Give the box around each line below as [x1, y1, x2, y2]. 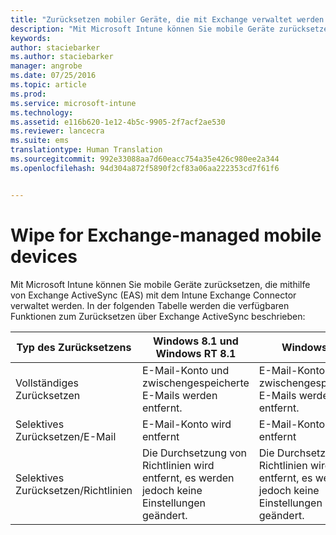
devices [10, 245, 78, 268]
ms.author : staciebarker [10, 52, 114, 62]
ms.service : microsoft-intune [10, 98, 137, 108]
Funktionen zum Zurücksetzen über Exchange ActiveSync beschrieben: [10, 310, 306, 322]
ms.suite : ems [10, 136, 70, 146]
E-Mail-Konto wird [141, 417, 232, 431]
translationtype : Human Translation [10, 145, 163, 155]
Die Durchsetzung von [141, 446, 247, 460]
